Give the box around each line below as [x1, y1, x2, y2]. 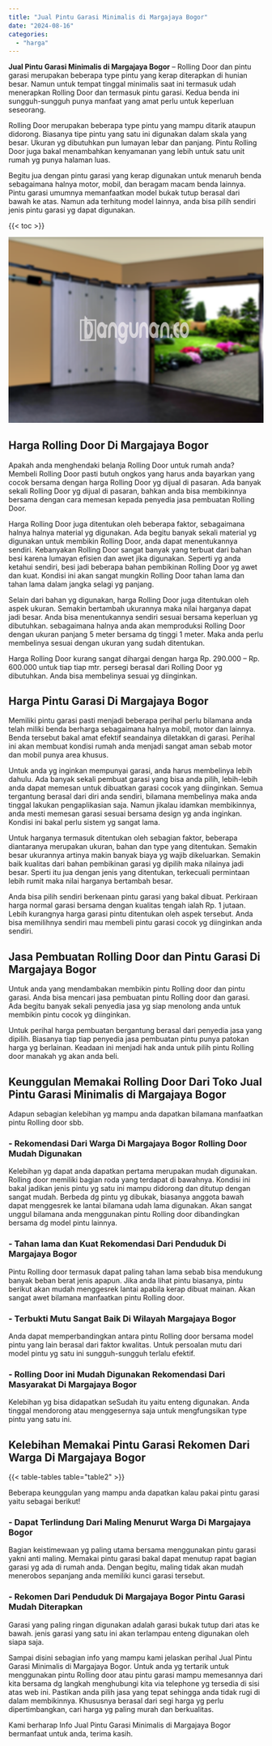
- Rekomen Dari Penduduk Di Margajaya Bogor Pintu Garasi [8, 1591, 245, 1603]
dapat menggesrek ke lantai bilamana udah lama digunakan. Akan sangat [8, 1201, 253, 1210]
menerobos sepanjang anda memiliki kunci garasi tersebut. [8, 1571, 206, 1581]
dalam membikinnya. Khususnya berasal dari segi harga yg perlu [8, 1696, 224, 1705]
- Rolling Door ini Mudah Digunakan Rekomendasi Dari [8, 1368, 225, 1380]
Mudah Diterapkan [8, 1601, 83, 1612]
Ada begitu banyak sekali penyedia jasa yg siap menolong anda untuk [8, 1001, 241, 1011]
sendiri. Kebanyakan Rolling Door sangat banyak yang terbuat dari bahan [8, 544, 253, 554]
